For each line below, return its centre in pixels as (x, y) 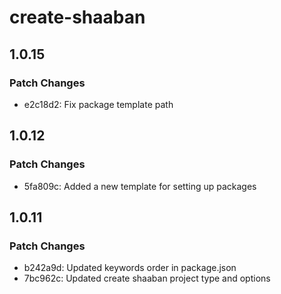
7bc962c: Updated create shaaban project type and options (147, 278)
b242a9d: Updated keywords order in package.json (130, 268)
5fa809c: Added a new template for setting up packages (140, 186)
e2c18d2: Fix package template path (98, 104)
